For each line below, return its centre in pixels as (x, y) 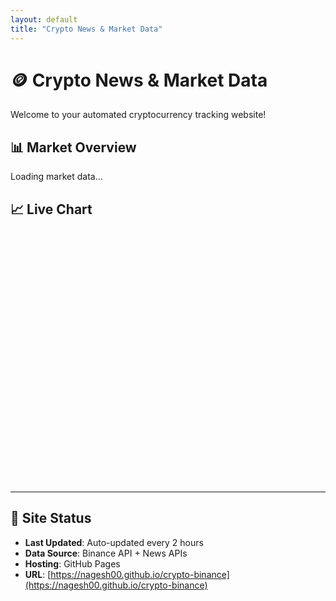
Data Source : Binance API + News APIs (106, 553)
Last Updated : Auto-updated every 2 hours (114, 542)
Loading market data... (56, 177)
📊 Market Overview (73, 147)
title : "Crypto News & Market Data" (86, 29)
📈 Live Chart (51, 209)
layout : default (44, 19)
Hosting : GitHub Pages (72, 563)
